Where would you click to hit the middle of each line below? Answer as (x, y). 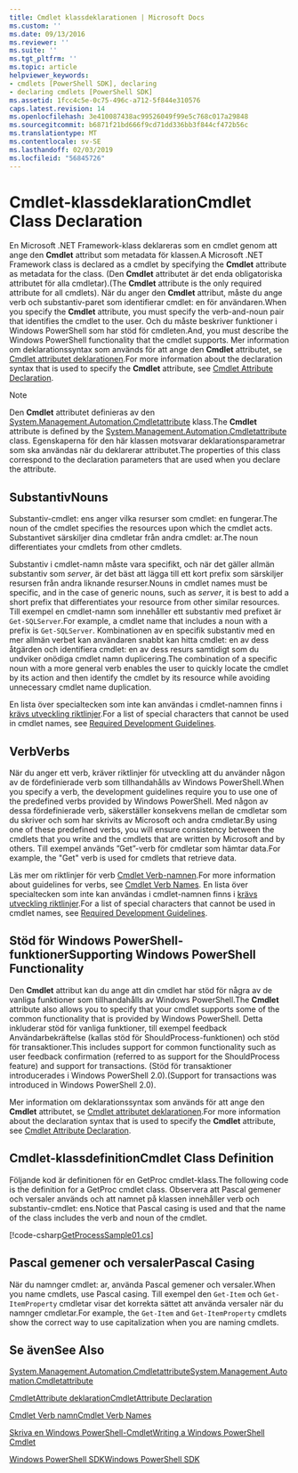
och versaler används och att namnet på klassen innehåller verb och (134, 1199)
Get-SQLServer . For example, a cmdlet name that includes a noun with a (139, 621)
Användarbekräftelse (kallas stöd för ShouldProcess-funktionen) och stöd (145, 1037)
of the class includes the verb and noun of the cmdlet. (108, 1218)
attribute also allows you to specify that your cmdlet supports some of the (145, 1009)
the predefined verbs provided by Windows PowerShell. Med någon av (139, 801)
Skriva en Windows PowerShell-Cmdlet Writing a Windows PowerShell (137, 1433)
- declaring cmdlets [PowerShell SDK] (81, 92)
